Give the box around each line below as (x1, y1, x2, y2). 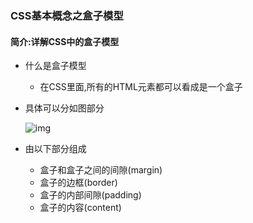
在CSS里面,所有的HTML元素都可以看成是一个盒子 (39, 81, 243, 93)
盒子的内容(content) (39, 202, 122, 214)
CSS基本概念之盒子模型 (10, 8, 124, 22)
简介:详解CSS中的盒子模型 (10, 35, 120, 47)
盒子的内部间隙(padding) (39, 189, 142, 201)
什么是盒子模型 (24, 60, 87, 72)
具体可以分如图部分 (24, 102, 105, 114)
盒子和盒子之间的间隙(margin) (39, 164, 163, 176)
